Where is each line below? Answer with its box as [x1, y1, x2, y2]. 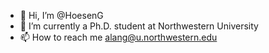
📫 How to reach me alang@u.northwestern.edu [19, 31, 218, 43]
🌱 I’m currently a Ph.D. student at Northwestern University [19, 20, 259, 32]
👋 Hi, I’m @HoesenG [19, 10, 104, 21]
